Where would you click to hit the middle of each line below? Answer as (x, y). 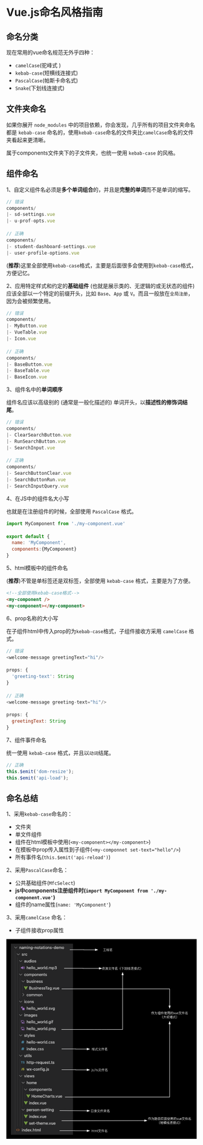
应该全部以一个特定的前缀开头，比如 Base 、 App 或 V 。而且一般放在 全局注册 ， (100, 293)
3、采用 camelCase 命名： (37, 918)
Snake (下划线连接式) (40, 88)
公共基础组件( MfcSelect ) (45, 883)
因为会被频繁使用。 (30, 301)
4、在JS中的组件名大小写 (38, 499)
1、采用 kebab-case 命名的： (40, 814)
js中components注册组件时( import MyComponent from (82, 891)
